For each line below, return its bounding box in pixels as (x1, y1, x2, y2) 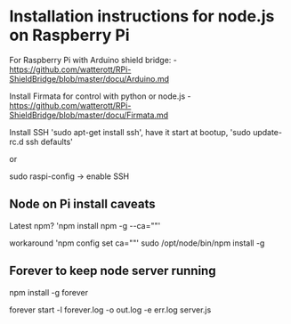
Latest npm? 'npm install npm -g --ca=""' (9, 220, 161, 231)
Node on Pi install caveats (9, 197, 156, 212)
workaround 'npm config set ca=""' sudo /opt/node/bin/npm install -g (9, 238, 265, 248)
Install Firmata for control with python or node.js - (9, 91, 191, 101)
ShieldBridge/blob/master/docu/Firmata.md (9, 109, 169, 120)
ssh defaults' (25, 136, 74, 147)
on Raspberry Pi (9, 25, 131, 45)
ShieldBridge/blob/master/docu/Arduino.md (9, 73, 169, 84)
